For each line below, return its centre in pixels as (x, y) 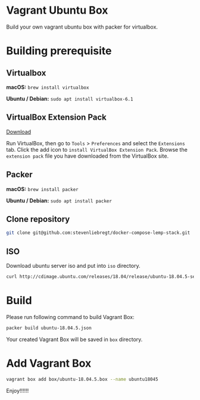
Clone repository (38, 219)
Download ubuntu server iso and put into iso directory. (74, 266)
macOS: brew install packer (42, 189)
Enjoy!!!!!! (18, 390)
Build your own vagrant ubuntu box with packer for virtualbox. (82, 27)
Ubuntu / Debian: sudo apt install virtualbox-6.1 (70, 98)
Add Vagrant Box (49, 363)
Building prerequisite (59, 51)
